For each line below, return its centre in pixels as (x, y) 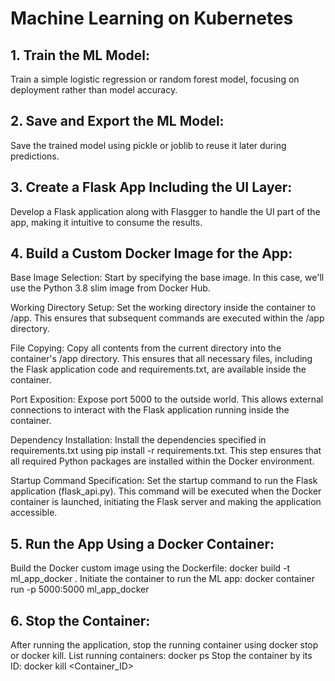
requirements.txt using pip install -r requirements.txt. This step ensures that (166, 451)
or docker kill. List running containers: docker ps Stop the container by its (161, 656)
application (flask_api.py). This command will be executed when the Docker (166, 491)
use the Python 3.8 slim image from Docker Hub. (110, 288)
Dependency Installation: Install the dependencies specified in (138, 440)
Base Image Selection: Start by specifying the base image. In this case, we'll (167, 278)
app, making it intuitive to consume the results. (106, 222)
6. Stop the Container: (80, 620)
